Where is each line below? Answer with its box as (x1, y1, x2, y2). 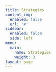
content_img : (5, 12, 33, 17)
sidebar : (5, 26, 24, 31)
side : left (10, 36, 33, 41)
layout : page (5, 59, 33, 64)
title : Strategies (5, 7, 44, 13)
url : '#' (10, 21, 29, 27)
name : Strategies (14, 50, 51, 55)
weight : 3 (14, 54, 36, 60)
